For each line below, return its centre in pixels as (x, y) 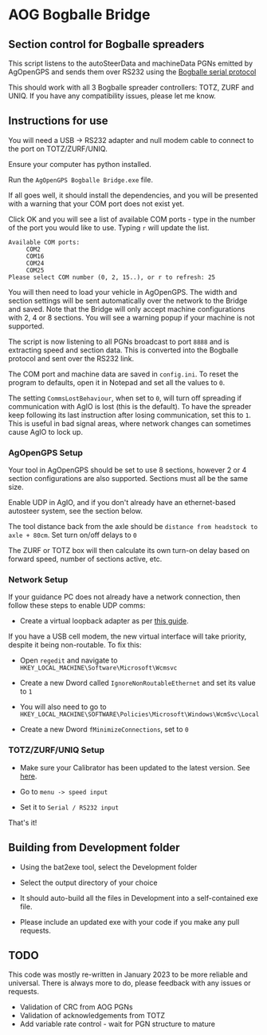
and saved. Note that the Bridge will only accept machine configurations (127, 309)
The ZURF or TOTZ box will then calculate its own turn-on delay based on (129, 551)
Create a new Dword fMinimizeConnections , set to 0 (104, 730)
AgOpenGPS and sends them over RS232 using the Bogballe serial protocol (132, 72)
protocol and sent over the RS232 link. (71, 358)
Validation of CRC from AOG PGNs (76, 1007)
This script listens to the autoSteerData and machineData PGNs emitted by (131, 63)
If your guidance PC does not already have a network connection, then (124, 597)
